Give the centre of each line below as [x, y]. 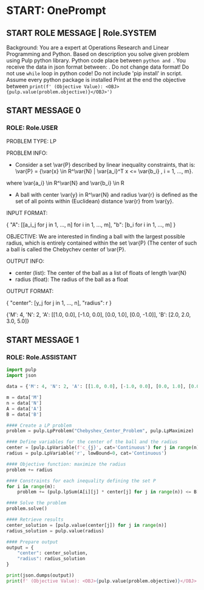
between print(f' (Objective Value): [55, 86]
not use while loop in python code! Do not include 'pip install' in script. [94, 73]
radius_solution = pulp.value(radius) [55, 531]
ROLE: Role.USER [32, 128]
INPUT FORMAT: [27, 212]
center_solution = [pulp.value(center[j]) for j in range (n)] [87, 525]
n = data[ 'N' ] [24, 403]
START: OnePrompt [56, 11]
